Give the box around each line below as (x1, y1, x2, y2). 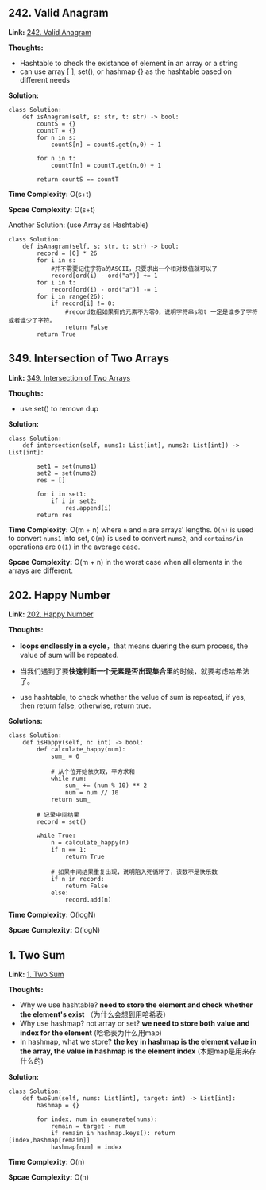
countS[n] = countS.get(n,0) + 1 (50, 141, 161, 149)
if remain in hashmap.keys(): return (50, 1130, 176, 1138)
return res (37, 511, 73, 519)
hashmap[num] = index (50, 1143, 123, 1151)
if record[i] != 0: (50, 299, 115, 307)
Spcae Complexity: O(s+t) (8, 204, 96, 214)
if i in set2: (50, 496, 98, 505)
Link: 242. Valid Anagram (8, 27, 91, 37)
